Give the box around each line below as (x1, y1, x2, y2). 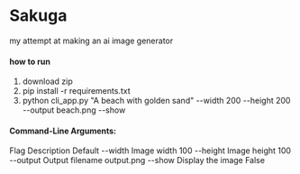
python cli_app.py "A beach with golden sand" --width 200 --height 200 (22, 96, 291, 106)
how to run (9, 56, 51, 67)
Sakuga (9, 5, 68, 26)
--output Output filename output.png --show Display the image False (9, 155, 266, 166)
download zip (22, 76, 74, 87)
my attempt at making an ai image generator (9, 35, 174, 46)
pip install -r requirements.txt (22, 86, 131, 96)
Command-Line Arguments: (9, 125, 117, 136)
